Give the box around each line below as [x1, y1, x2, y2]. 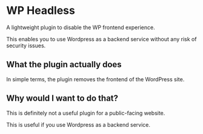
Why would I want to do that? [6, 93, 119, 104]
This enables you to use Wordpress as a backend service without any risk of [6, 35, 197, 42]
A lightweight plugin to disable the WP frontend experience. [6, 24, 156, 31]
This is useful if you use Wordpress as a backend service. [6, 121, 150, 128]
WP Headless [6, 4, 76, 18]
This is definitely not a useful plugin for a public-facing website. [6, 109, 165, 116]
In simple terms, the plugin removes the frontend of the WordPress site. [6, 75, 185, 82]
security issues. [6, 42, 46, 49]
